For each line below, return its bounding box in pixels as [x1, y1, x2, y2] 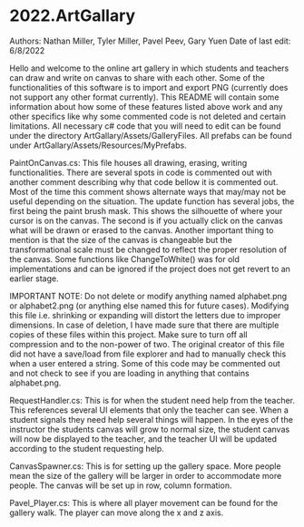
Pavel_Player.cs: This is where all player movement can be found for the [9, 497, 279, 508]
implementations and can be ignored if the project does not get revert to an [9, 263, 290, 274]
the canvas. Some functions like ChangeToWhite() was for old [9, 253, 240, 264]
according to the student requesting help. [9, 443, 165, 454]
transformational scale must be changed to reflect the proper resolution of [9, 244, 288, 255]
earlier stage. [9, 273, 59, 284]
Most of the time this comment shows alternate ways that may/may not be [9, 186, 287, 197]
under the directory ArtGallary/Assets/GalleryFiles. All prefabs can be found [9, 130, 292, 141]
